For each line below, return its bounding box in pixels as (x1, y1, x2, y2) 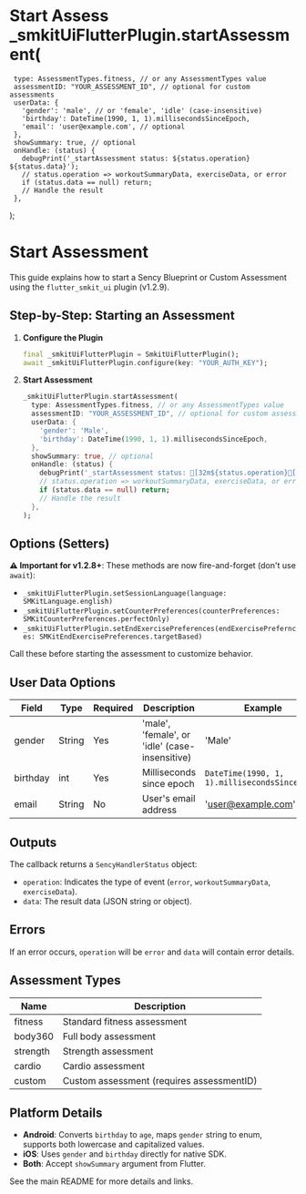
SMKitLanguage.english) (22, 597, 114, 607)
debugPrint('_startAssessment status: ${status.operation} (21, 154, 250, 163)
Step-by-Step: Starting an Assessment (9, 308, 235, 323)
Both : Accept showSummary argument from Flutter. (22, 1158, 207, 1169)
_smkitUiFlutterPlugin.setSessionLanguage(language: (22, 589, 228, 598)
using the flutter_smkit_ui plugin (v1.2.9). (9, 281, 170, 292)
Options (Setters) (9, 536, 110, 551)
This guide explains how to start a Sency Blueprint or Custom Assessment (9, 271, 287, 282)
